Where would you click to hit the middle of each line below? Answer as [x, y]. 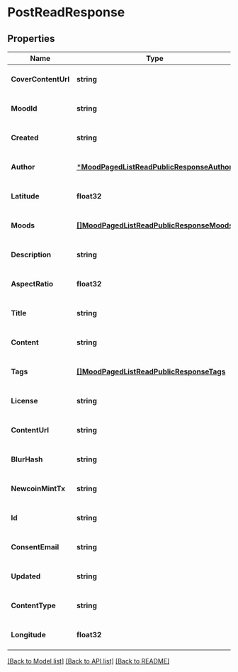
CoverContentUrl [40, 79]
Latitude [25, 196]
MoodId [24, 108]
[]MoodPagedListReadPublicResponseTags [151, 371]
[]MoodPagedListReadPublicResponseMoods [155, 225]
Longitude [28, 635]
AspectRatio [32, 284]
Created [25, 138]
